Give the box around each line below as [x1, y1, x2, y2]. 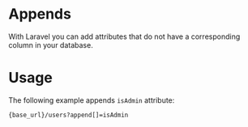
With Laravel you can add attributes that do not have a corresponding [8, 32, 241, 41]
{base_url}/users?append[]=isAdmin [8, 111, 129, 119]
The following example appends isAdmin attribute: [8, 95, 175, 105]
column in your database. [8, 40, 93, 49]
